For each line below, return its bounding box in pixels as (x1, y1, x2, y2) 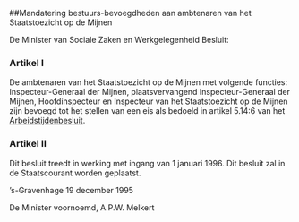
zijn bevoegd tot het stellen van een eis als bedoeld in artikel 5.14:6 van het (9, 106, 286, 116)
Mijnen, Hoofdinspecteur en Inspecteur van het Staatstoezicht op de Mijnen (9, 96, 288, 107)
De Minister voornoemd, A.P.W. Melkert (9, 201, 155, 213)
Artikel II (9, 138, 47, 150)
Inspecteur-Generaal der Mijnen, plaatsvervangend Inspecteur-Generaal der (9, 87, 291, 98)
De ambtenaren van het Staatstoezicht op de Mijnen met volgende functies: (9, 77, 288, 88)
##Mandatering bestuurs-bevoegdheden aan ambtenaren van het (9, 8, 252, 18)
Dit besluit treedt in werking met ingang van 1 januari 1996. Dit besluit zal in (9, 158, 286, 168)
